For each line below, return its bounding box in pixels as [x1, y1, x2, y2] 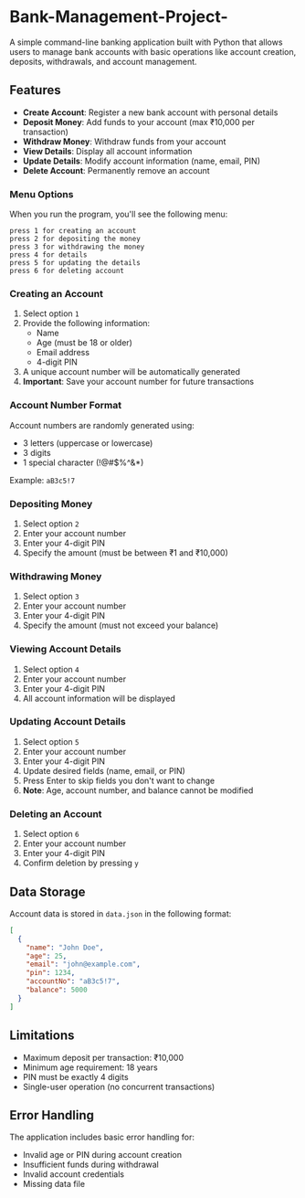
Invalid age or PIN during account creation [22, 1150, 183, 1161]
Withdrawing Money [9, 569, 102, 582]
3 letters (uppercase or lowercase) [22, 437, 153, 449]
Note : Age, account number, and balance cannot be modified [22, 784, 254, 796]
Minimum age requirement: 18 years [22, 1062, 158, 1073]
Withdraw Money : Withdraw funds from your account [22, 135, 226, 147]
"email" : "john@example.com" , [26, 959, 142, 970]
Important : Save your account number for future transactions [22, 376, 255, 387]
